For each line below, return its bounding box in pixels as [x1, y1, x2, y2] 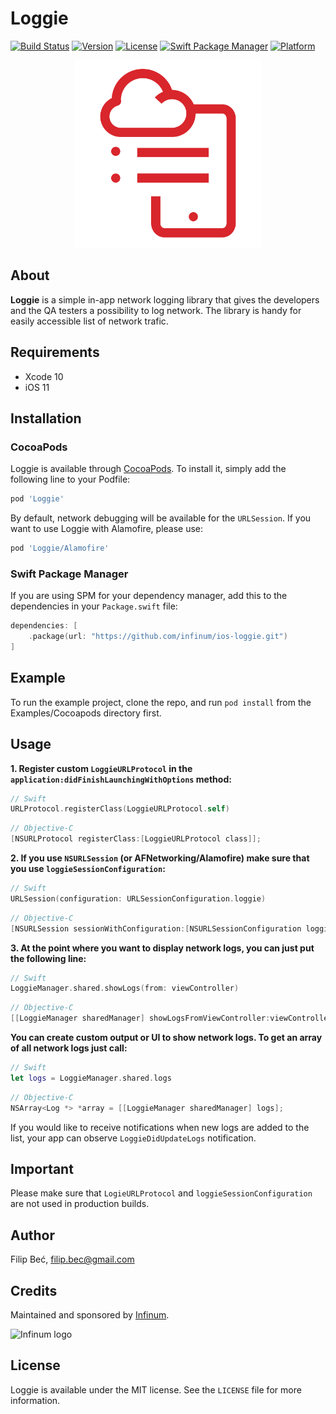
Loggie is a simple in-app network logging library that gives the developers [10, 293, 320, 306]
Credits [10, 1282, 58, 1299]
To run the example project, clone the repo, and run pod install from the [10, 696, 312, 708]
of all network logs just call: [10, 1042, 128, 1054]
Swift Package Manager [10, 567, 129, 581]
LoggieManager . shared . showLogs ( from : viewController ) [10, 983, 240, 994]
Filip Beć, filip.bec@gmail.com [10, 1253, 135, 1266]
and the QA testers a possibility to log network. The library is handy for [10, 304, 302, 316]
